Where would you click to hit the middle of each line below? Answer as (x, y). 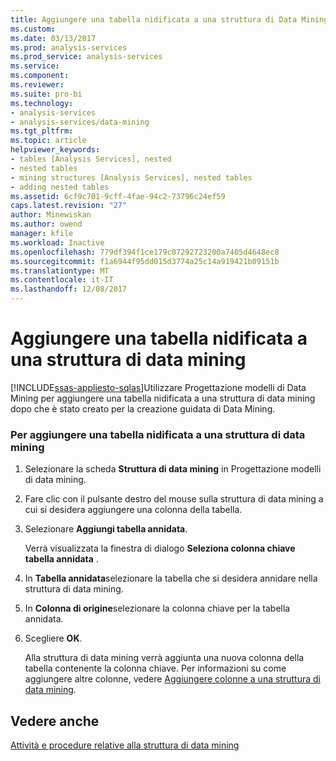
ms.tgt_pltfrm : (42, 131)
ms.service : (35, 66)
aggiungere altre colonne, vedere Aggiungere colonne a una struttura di (172, 679)
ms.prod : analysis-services (69, 47)
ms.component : (40, 76)
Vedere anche (55, 721)
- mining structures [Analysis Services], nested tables (131, 177)
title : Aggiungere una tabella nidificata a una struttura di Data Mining (169, 19)
